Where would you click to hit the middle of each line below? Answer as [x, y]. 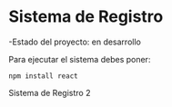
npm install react [43, 76]
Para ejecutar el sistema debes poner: [80, 59]
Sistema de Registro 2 [50, 92]
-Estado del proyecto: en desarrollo [75, 42]
